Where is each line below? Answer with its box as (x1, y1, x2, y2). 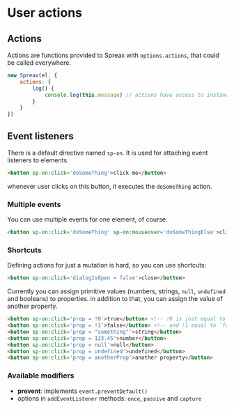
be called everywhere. (7, 59, 72, 67)
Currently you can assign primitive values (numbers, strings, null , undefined (7, 287, 226, 295)
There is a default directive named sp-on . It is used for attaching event (7, 148, 208, 157)
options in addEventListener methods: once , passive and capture (17, 394, 202, 402)
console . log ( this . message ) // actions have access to (44, 91, 204, 98)
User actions (7, 5, 82, 21)
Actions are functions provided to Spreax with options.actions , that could (7, 51, 219, 59)
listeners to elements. (7, 155, 69, 164)
